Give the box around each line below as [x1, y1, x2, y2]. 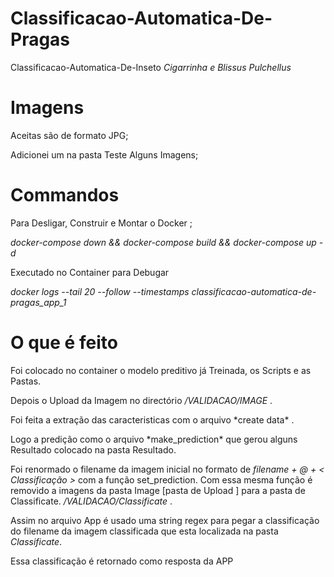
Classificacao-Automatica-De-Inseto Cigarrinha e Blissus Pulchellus [10, 61, 292, 73]
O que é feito [10, 332, 118, 354]
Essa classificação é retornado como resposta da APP [10, 555, 234, 567]
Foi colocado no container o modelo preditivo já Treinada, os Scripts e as [10, 364, 312, 376]
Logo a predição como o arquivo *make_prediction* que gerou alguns [10, 433, 298, 445]
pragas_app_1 [10, 296, 67, 308]
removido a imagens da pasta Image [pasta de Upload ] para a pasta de [10, 484, 306, 496]
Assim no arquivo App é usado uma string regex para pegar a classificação [10, 514, 320, 526]
